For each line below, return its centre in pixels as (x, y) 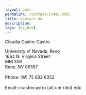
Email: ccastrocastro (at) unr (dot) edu (43, 88)
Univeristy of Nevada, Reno (33, 51)
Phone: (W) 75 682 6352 (30, 77)
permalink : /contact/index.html (38, 14)
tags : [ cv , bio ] (20, 28)
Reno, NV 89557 (21, 67)
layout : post (18, 10)
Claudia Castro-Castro (27, 42)
